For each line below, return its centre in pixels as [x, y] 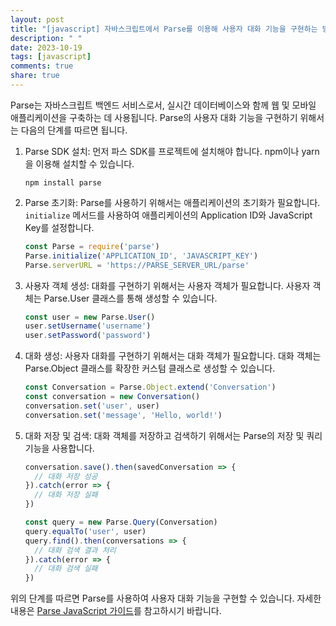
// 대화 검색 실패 [66, 569]
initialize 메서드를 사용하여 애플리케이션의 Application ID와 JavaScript [168, 215]
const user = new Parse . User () [90, 317]
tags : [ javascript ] [51, 57]
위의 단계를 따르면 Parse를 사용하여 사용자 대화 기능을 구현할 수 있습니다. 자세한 [166, 598]
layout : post [37, 19]
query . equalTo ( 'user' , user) [85, 531]
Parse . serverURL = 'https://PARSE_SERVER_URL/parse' [137, 265]
